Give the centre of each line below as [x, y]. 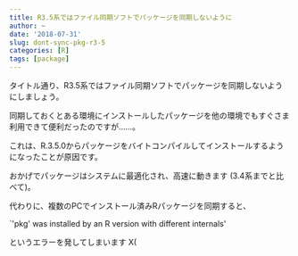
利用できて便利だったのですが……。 [75, 127]
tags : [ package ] [39, 59]
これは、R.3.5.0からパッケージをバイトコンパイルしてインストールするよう [147, 145]
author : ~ [28, 26]
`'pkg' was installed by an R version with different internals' [118, 223]
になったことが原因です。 [56, 157]
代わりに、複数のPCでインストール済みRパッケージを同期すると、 [130, 206]
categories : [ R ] [39, 51]
